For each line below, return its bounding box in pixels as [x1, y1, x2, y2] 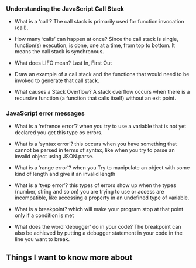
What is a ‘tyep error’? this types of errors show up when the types [14, 181, 177, 189]
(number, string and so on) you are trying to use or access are [14, 188, 164, 195]
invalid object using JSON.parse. [14, 152, 94, 160]
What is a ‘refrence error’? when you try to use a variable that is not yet [14, 123, 187, 130]
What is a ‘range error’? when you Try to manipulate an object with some [14, 164, 190, 171]
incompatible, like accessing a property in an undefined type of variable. [14, 194, 190, 201]
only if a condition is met [14, 212, 74, 219]
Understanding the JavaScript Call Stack [6, 5, 125, 13]
